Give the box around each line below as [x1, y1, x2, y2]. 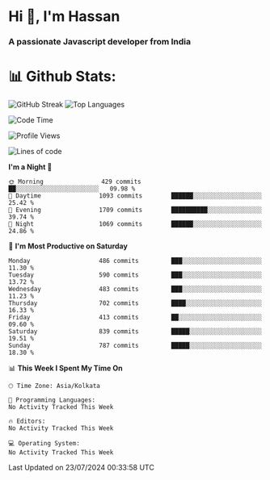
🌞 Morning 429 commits [8, 177, 141, 186]
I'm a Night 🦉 [8, 162, 53, 172]
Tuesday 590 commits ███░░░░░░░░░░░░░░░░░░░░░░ [8, 271, 263, 279]
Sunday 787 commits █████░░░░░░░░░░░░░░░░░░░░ [8, 342, 263, 350]
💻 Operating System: [8, 440, 81, 448]
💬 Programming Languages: [8, 396, 95, 404]
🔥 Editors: [8, 417, 46, 426]
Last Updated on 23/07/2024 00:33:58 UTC [8, 463, 155, 473]
